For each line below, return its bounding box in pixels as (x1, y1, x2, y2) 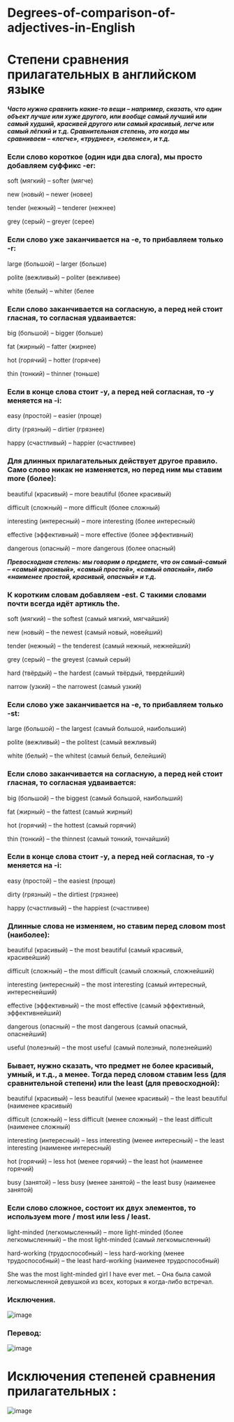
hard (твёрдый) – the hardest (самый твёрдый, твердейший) (7, 669, 185, 677)
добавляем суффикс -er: (7, 161, 96, 171)
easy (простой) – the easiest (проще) (7, 877, 116, 885)
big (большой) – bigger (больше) (7, 329, 103, 337)
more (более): (7, 474, 57, 484)
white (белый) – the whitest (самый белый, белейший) (7, 751, 167, 760)
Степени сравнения (7, 52, 129, 68)
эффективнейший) (7, 1009, 61, 1017)
